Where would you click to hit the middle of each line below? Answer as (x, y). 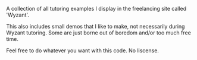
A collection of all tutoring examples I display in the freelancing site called (96, 9)
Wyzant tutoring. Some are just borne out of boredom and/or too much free (99, 33)
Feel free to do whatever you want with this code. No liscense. (83, 50)
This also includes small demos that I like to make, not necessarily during (96, 26)
